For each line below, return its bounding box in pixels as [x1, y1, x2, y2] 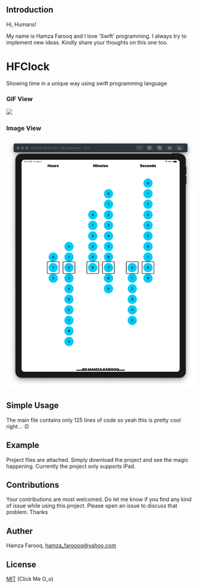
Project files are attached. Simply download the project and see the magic [6, 456, 189, 463]
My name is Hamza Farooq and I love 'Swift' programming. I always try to [6, 32, 187, 40]
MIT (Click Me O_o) [6, 575, 54, 583]
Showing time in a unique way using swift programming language [6, 79, 168, 86]
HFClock [6, 60, 50, 73]
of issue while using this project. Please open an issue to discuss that [6, 502, 178, 509]
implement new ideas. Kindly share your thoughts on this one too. [6, 38, 168, 46]
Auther [6, 526, 33, 536]
